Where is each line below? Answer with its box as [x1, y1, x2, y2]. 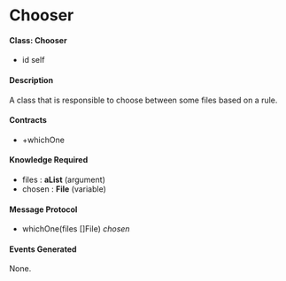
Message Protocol [9, 204, 78, 215]
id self [21, 55, 45, 65]
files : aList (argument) [21, 174, 106, 185]
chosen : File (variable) [21, 184, 106, 194]
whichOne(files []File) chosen [21, 224, 130, 234]
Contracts [9, 115, 47, 125]
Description [9, 74, 54, 85]
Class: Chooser [9, 34, 68, 45]
